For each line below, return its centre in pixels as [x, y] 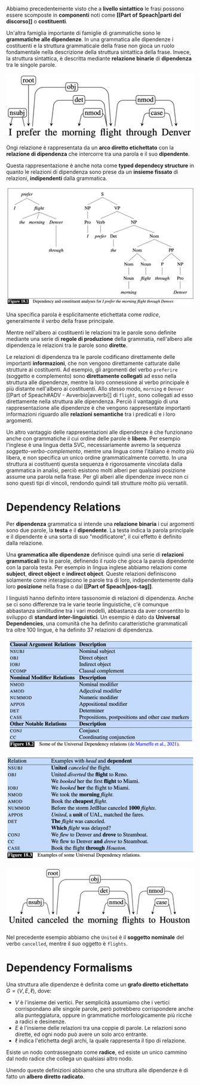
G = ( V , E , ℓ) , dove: [29, 990]
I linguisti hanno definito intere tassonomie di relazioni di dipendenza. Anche [100, 598]
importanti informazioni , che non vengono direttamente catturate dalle [93, 363]
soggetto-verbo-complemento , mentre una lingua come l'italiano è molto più [100, 451]
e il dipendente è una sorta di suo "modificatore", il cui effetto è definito [94, 536]
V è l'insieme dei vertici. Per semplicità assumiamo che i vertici [92, 1002]
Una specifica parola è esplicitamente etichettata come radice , [83, 315]
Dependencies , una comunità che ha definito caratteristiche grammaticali [97, 623]
